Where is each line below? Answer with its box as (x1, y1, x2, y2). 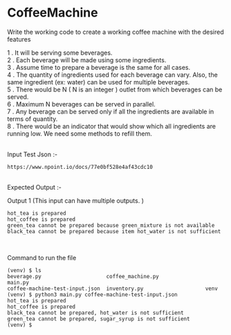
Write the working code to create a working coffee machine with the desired (7, 28, 225, 36)
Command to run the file (7, 253, 77, 262)
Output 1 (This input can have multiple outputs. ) (7, 196, 144, 205)
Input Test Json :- (7, 150, 57, 159)
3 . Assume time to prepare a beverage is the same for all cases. (7, 63, 191, 71)
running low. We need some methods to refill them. (7, 129, 152, 138)
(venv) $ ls (7, 266, 41, 274)
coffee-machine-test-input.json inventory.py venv (7, 285, 218, 292)
